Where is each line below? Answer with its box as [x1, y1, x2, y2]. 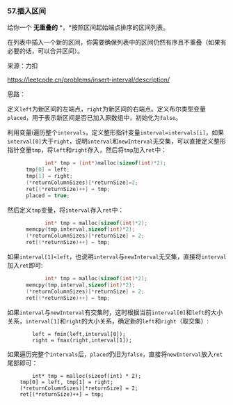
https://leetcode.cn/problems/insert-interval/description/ [7, 75, 170, 84]
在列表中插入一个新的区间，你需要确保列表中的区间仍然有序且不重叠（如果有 [7, 38, 227, 47]
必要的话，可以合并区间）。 [7, 47, 83, 55]
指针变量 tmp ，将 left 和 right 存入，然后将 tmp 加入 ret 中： [7, 146, 167, 154]
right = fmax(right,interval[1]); [32, 337, 132, 344]
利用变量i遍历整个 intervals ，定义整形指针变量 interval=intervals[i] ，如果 [7, 128, 225, 137]
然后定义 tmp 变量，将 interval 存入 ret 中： [7, 206, 124, 214]
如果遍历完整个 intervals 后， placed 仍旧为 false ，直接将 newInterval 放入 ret [7, 350, 223, 358]
